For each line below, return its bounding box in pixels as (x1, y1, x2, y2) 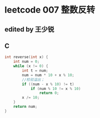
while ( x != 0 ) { (13, 64, 49, 69)
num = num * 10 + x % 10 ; (22, 73, 75, 77)
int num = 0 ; (13, 59, 40, 64)
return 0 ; (39, 90, 59, 96)
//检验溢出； (22, 77, 45, 82)
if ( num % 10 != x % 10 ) (30, 86, 81, 91)
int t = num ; (22, 68, 49, 73)
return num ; (13, 104, 37, 109)
